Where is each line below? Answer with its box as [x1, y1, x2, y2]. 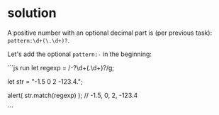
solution [7, 5, 57, 21]
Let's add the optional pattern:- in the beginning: [7, 50, 152, 58]
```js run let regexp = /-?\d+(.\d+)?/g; [7, 63, 115, 72]
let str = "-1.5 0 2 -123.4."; [7, 77, 83, 86]
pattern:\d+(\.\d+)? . [7, 35, 70, 44]
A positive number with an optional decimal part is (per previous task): [7, 28, 213, 37]
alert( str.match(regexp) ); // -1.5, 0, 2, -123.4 [7, 91, 138, 99]
